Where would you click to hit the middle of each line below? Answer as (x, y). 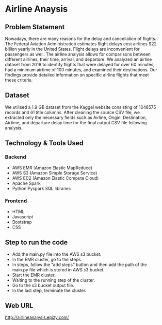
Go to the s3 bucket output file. (43, 285)
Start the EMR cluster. (34, 275)
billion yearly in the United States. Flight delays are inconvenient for (72, 49)
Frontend (16, 201)
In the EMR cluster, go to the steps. (47, 259)
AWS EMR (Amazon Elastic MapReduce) (52, 168)
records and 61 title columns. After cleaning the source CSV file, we (73, 112)
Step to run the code (36, 242)
